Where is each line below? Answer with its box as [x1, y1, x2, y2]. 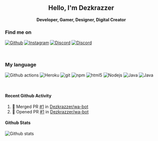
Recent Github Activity [5, 93, 52, 98]
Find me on [5, 29, 32, 35]
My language [5, 62, 37, 68]
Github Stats [5, 120, 31, 125]
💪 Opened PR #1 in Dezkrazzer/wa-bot [12, 109, 89, 114]
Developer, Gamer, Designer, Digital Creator [36, 16, 126, 22]
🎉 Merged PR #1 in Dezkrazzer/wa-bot [12, 104, 88, 110]
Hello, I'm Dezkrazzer [48, 4, 115, 12]
